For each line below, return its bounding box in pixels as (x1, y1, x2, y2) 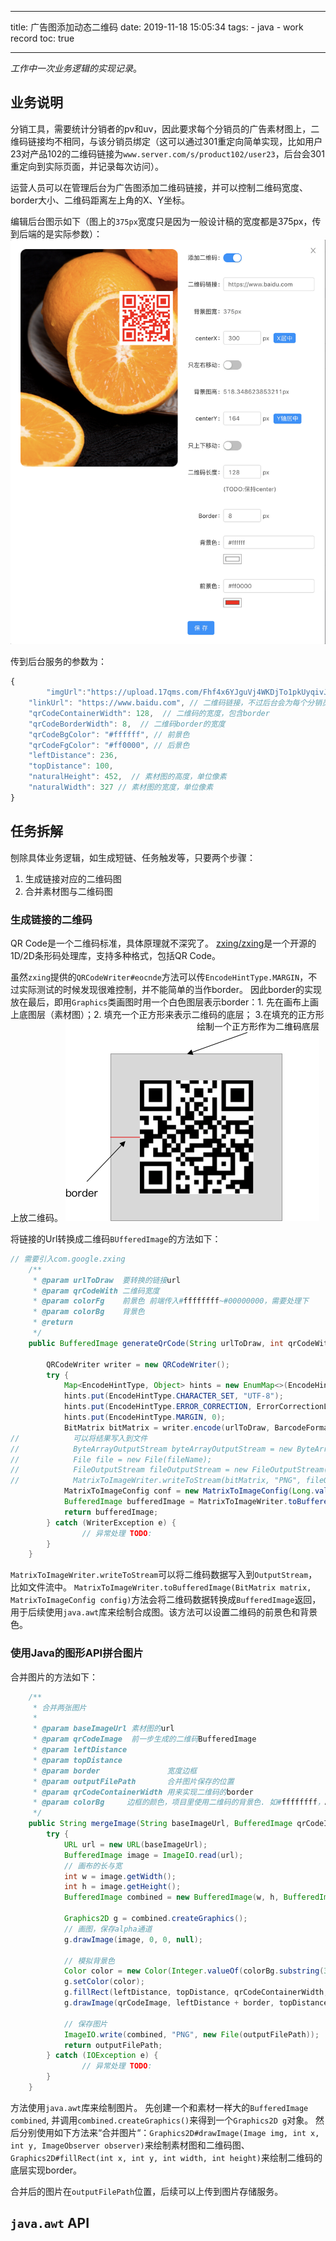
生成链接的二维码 (10, 912, 93, 926)
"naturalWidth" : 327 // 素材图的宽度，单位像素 (28, 782, 214, 793)
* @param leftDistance (32, 1745, 128, 1755)
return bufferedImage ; (63, 1507, 159, 1517)
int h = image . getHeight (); (63, 1882, 182, 1892)
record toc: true (10, 32, 75, 44)
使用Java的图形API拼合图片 (10, 1646, 144, 1660)
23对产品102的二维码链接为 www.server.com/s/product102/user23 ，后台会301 (10, 147, 325, 160)
